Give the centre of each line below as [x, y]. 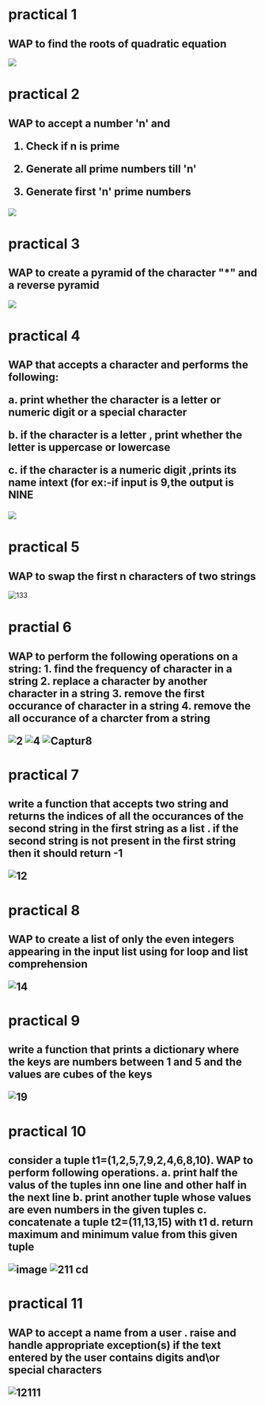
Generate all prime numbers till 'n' [111, 169]
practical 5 [44, 547]
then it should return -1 [66, 853]
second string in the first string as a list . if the [123, 829]
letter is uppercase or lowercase [89, 447]
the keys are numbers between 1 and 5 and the [125, 1062]
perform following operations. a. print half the [123, 1173]
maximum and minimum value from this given [123, 1235]
